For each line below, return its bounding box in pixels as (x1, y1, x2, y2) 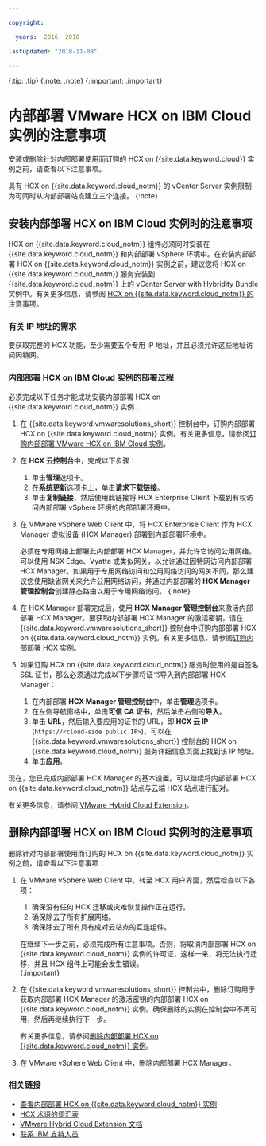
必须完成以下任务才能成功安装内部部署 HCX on (8, 392, 161, 401)
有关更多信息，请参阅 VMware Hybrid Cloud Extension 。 (8, 800, 194, 809)
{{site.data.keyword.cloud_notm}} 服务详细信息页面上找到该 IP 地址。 (31, 746, 259, 756)
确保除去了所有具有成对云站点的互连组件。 (31, 921, 172, 932)
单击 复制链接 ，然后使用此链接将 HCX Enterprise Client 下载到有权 (31, 492, 247, 502)
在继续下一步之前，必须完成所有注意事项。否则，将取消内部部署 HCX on (19, 939, 256, 948)
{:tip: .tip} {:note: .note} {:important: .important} (8, 76, 163, 86)
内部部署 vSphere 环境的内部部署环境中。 (38, 503, 175, 512)
